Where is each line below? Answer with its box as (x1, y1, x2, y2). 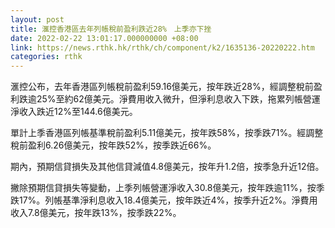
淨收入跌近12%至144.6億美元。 (10, 106, 138, 118)
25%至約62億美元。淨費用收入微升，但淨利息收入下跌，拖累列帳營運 (36, 93, 321, 105)
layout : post (10, 14, 65, 25)
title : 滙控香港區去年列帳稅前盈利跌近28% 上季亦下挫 (10, 24, 212, 34)
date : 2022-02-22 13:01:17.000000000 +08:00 (10, 33, 199, 43)
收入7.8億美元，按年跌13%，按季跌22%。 (10, 207, 182, 219)
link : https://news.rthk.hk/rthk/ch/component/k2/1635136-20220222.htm (10, 42, 315, 53)
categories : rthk (10, 52, 83, 62)
